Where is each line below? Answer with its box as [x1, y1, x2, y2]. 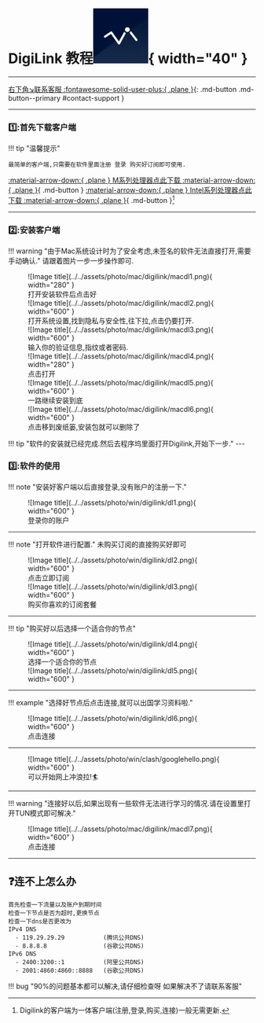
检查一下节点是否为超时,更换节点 [8, 909, 100, 918]
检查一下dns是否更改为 [8, 918, 72, 925]
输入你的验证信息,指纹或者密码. [27, 343, 129, 352]
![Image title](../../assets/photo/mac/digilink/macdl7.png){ [27, 824, 214, 833]
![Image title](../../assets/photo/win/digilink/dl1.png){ [27, 498, 196, 507]
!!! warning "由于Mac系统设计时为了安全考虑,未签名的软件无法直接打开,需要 [8, 246, 251, 256]
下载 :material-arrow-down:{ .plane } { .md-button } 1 [8, 194, 175, 204]
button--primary [8, 93, 61, 102]
